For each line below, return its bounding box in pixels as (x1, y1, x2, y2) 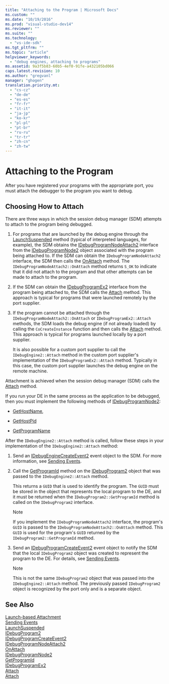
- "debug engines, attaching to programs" (10, 59, 101, 64)
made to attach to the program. (12, 274, 78, 280)
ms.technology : (5, 36, 37, 41)
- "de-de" (10, 92, 30, 97)
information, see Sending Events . (12, 458, 82, 464)
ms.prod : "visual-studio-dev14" (5, 21, 73, 27)
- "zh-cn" (10, 139, 30, 144)
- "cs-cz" (10, 87, 30, 93)
